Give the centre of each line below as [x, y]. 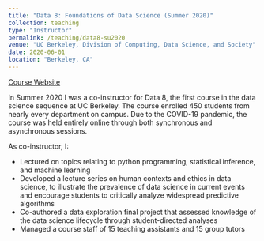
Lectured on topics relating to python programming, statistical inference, [138, 161]
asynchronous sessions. [48, 130]
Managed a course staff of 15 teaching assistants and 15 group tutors [132, 228]
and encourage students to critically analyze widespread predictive [129, 195]
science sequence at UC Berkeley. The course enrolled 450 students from [129, 105]
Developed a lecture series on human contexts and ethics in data [125, 178]
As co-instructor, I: [38, 146]
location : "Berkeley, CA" [51, 60]
